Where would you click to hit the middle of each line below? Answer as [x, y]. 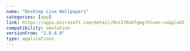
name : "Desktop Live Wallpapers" [47, 11]
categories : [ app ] [29, 17]
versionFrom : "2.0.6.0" [36, 33]
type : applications [30, 39]
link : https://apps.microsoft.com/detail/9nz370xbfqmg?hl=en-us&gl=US [95, 22]
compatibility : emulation [38, 28]
